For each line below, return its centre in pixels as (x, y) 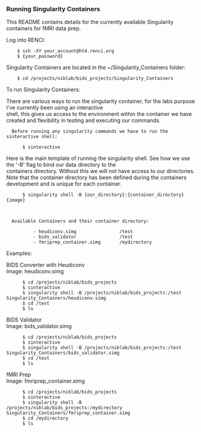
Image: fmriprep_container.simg (46, 381)
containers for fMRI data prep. (44, 28)
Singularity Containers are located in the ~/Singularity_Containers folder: (96, 67)
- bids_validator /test (83, 237)
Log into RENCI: (26, 40)
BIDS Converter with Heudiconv (46, 265)
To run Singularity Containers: (43, 90)
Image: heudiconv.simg (35, 272)
